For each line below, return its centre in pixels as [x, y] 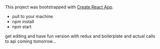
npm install [23, 22]
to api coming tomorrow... [31, 41]
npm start [22, 27]
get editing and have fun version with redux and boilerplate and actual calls [80, 36]
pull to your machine [32, 16]
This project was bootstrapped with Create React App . [59, 7]
